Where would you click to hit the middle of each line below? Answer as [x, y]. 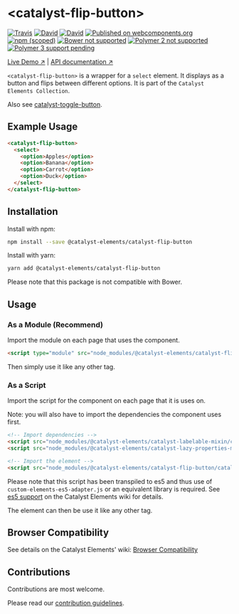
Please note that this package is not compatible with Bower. [95, 282]
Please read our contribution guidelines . [66, 603]
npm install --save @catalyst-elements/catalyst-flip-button [100, 242]
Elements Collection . [39, 90]
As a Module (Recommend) [55, 324]
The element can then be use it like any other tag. [80, 510]
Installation [33, 212]
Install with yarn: [31, 255]
